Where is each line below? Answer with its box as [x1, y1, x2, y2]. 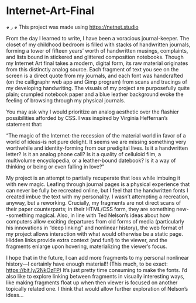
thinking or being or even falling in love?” [6, 163, 105, 170]
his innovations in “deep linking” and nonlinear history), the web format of [6, 224, 184, 231]
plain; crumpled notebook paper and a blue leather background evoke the [6, 91, 184, 98]
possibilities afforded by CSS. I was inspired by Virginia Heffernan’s [6, 114, 168, 121]
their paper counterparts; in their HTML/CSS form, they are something [6, 205, 176, 212]
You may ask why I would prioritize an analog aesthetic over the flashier [6, 108, 180, 115]
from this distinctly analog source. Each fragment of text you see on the [6, 66, 179, 73]
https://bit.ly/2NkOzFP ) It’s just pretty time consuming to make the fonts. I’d [6, 266, 187, 273]
